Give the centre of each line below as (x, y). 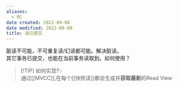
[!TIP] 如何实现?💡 (42, 71)
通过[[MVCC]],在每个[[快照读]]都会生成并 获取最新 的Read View (96, 78)
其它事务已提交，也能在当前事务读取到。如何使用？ (68, 58)
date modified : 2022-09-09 (39, 28)
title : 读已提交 (24, 34)
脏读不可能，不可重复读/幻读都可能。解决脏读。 (64, 51)
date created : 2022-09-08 (38, 22)
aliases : (17, 11)
